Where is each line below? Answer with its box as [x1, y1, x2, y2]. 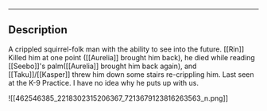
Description [8, 23, 68, 36]
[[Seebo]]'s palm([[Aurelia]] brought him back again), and [8, 61, 197, 71]
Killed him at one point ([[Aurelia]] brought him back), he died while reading [8, 52, 256, 62]
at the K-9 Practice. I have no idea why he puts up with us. [8, 78, 199, 87]
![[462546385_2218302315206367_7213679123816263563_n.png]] [8, 93, 229, 103]
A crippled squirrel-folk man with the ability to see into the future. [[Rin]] [8, 44, 245, 54]
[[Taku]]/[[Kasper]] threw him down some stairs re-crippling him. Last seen [8, 69, 254, 79]
